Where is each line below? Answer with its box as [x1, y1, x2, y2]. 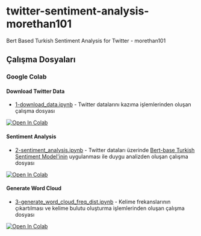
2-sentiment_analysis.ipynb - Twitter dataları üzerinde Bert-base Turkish [14, 146, 195, 153]
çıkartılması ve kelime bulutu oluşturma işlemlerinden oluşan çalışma [14, 204, 185, 212]
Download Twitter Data [6, 88, 65, 95]
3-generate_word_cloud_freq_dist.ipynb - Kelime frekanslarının [14, 198, 171, 205]
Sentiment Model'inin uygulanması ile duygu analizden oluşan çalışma [14, 153, 188, 160]
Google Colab [6, 72, 47, 81]
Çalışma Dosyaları [6, 54, 76, 65]
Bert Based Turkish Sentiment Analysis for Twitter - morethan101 [6, 37, 166, 44]
